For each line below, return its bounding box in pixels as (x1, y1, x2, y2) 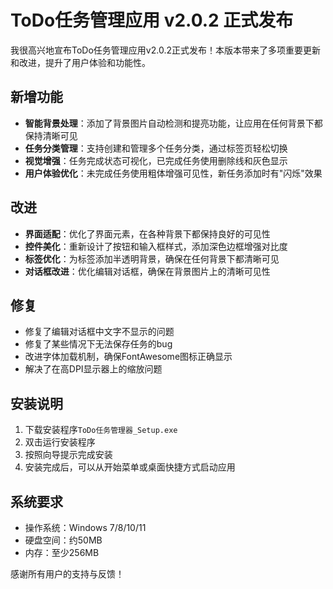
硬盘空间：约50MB (24, 534, 103, 546)
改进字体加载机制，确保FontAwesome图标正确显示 (24, 351, 233, 363)
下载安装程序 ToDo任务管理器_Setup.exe (24, 424, 178, 436)
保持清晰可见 (24, 129, 78, 141)
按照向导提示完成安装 (24, 449, 113, 461)
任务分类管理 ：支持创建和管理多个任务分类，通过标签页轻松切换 (24, 142, 288, 154)
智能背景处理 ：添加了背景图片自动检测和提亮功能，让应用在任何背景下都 (24, 117, 323, 129)
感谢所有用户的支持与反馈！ (10, 568, 125, 580)
